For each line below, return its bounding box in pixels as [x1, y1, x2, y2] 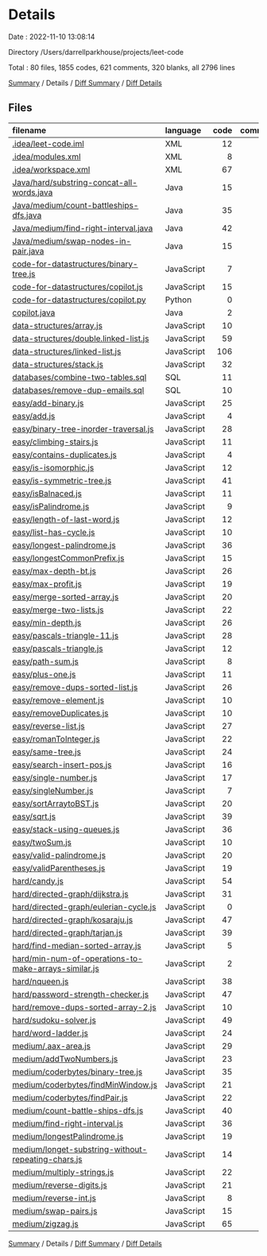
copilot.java [12, 307, 56, 318]
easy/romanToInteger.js [12, 733, 101, 744]
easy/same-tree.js [12, 746, 82, 757]
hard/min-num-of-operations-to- [12, 952, 143, 963]
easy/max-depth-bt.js [12, 565, 97, 576]
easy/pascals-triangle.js [12, 642, 103, 653]
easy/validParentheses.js [12, 863, 106, 874]
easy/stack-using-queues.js [12, 824, 120, 835]
